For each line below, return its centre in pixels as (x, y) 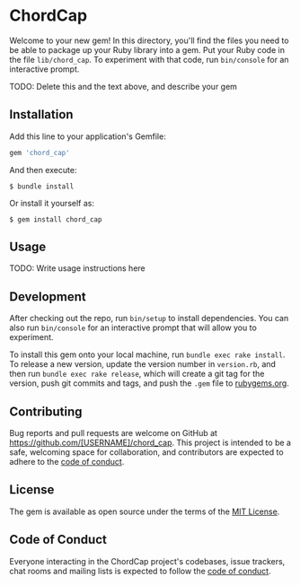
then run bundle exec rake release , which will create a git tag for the (137, 374)
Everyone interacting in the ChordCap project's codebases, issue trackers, (147, 561)
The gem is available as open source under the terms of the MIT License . (145, 511)
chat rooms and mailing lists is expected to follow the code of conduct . (140, 571)
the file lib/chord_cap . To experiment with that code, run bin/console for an (149, 59)
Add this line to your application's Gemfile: (88, 136)
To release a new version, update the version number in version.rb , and (143, 364)
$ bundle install (42, 186)
